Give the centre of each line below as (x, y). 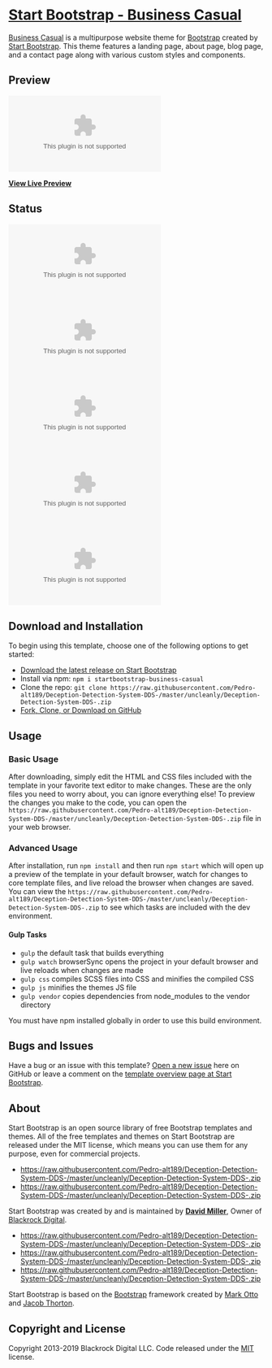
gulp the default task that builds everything (92, 953)
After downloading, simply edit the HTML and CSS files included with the (130, 777)
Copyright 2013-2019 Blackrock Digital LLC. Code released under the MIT (131, 1348)
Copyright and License (67, 1329)
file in (252, 819)
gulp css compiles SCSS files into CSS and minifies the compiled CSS (137, 979)
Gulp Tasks (28, 934)
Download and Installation (76, 626)
